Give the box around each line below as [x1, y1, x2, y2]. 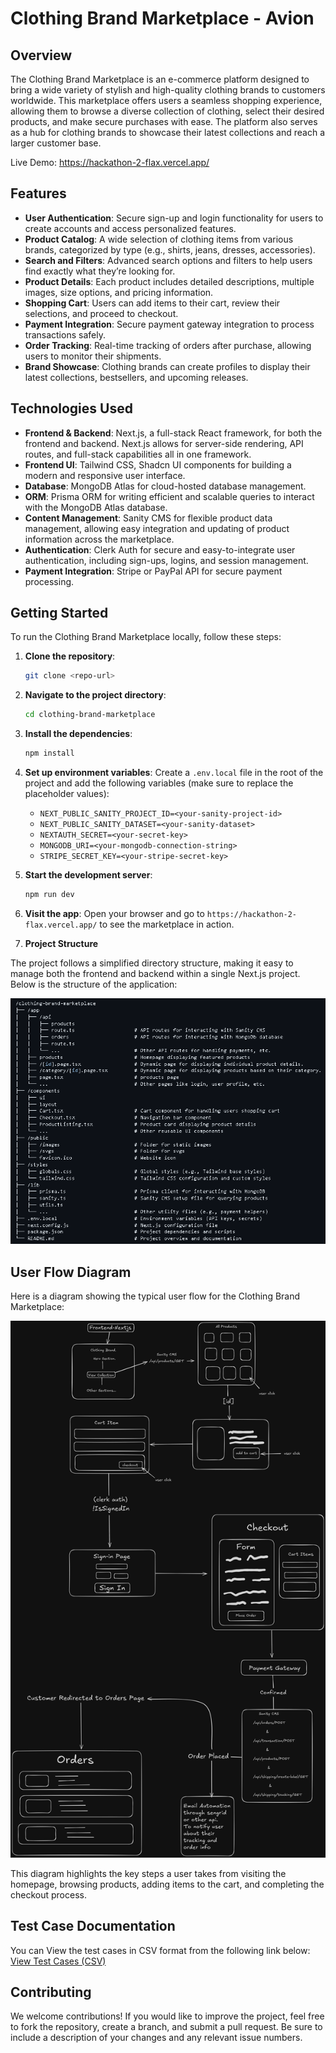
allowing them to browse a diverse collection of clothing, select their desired [10, 105, 325, 117]
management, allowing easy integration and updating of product [24, 522, 290, 534]
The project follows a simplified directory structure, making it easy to [10, 957, 294, 969]
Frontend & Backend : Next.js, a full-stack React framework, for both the [24, 427, 323, 439]
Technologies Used [10, 400, 133, 417]
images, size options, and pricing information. [24, 286, 214, 298]
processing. [24, 575, 75, 587]
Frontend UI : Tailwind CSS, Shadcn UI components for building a [24, 458, 292, 471]
